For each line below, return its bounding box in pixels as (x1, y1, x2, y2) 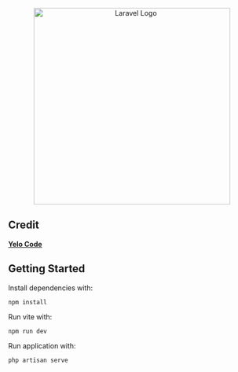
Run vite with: (8, 311, 53, 322)
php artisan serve (8, 356, 68, 364)
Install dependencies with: (8, 283, 93, 293)
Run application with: (8, 341, 76, 350)
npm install (8, 298, 47, 306)
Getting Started (8, 262, 86, 275)
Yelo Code (8, 239, 42, 249)
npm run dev (8, 327, 47, 335)
